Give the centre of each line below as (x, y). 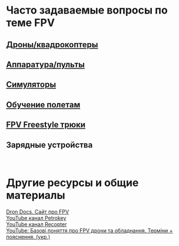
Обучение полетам (43, 105)
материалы (36, 196)
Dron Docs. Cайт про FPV (38, 211)
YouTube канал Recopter (37, 224)
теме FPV (30, 23)
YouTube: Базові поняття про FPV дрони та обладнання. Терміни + (89, 230)
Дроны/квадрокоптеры (52, 45)
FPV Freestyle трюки (46, 125)
